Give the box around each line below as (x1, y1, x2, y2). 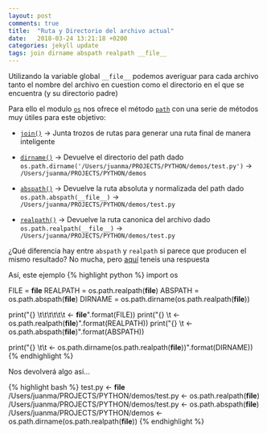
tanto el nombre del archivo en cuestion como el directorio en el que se (8, 80, 244, 89)
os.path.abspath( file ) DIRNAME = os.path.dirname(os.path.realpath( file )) (8, 295, 251, 304)
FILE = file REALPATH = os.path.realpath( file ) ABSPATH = (8, 286, 199, 295)
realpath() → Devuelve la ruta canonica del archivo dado (19, 215, 211, 224)
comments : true (8, 19, 60, 27)
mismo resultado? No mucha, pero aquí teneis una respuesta (8, 254, 210, 264)
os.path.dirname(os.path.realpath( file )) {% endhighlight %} (8, 416, 205, 426)
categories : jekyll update (8, 42, 99, 50)
